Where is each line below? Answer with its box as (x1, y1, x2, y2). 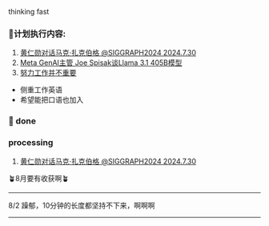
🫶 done (8, 115, 36, 127)
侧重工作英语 (19, 85, 62, 95)
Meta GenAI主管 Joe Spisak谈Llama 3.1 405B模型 (19, 58, 183, 67)
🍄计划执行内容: (8, 28, 66, 39)
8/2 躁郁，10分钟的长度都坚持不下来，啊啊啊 (8, 200, 155, 210)
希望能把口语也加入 (19, 95, 84, 105)
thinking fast (8, 7, 50, 16)
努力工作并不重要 (19, 68, 77, 78)
